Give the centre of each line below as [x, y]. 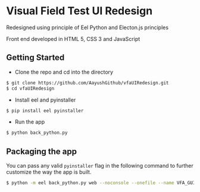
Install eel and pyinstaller [45, 100]
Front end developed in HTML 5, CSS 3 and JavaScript [73, 39]
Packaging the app [42, 151]
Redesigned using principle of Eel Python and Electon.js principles [87, 27]
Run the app [30, 122]
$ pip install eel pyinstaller [45, 111]
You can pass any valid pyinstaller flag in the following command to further [100, 166]
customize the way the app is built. [49, 172]
